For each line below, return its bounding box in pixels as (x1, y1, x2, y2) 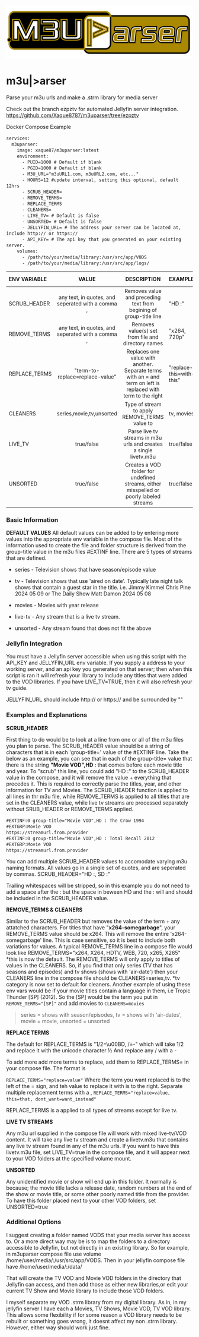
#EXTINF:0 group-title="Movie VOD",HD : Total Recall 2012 (6, 835, 155, 841)
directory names (123, 340, 163, 347)
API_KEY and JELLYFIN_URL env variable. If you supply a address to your (6, 659, 185, 667)
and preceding (125, 294, 161, 301)
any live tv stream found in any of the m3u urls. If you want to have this (6, 1142, 179, 1149)
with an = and (126, 373, 160, 380)
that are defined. (6, 554, 47, 562)
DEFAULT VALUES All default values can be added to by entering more (6, 529, 179, 536)
